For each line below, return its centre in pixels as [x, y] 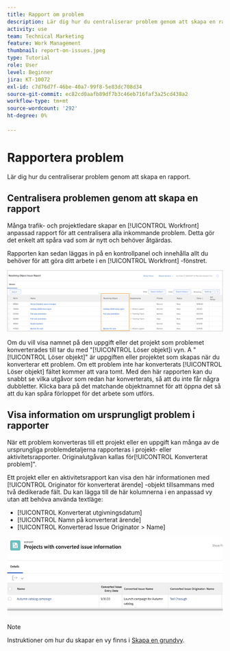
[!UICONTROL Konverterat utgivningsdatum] [79, 512]
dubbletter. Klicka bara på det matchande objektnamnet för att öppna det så [114, 386]
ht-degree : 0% [27, 116]
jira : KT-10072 [29, 79]
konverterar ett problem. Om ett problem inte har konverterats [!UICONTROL [115, 364]
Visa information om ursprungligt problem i [101, 415]
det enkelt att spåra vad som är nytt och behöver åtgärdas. [90, 240]
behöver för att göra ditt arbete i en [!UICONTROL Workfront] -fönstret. [107, 260]
